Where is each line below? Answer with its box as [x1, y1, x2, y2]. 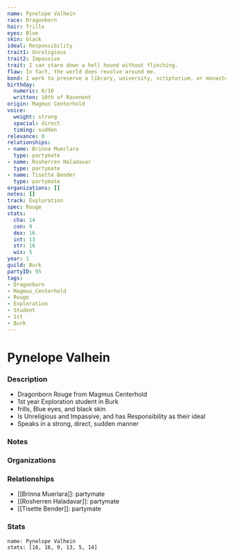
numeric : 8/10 [13, 87, 54, 94]
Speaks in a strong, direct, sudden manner [17, 420, 139, 428]
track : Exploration [7, 197, 64, 205]
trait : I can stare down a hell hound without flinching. [7, 62, 178, 69]
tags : [7, 275, 23, 282]
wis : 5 [13, 249, 33, 256]
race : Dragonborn [7, 17, 58, 24]
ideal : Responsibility [7, 42, 73, 49]
